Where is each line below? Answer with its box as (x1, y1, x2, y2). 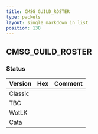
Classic (9, 89, 30, 98)
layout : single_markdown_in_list (6, 19, 89, 25)
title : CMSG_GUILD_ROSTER (6, 8, 70, 15)
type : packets (6, 14, 41, 20)
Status (6, 64, 25, 72)
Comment (54, 79, 83, 88)
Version (9, 79, 32, 88)
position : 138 (6, 25, 41, 31)
